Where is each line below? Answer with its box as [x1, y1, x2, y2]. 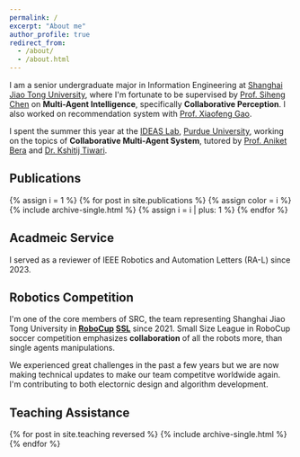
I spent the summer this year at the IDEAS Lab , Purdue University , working [9, 126, 285, 136]
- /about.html [17, 55, 70, 64]
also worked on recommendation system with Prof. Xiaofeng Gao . [9, 109, 252, 119]
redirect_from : [9, 38, 66, 48]
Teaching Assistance [9, 405, 130, 420]
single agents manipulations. [9, 343, 115, 354]
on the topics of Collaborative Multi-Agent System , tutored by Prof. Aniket [9, 136, 287, 146]
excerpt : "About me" [9, 22, 87, 31]
